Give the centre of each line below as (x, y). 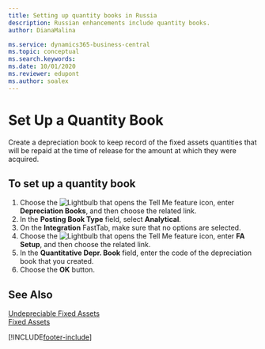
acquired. (24, 159)
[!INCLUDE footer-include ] (50, 337)
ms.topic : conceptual (44, 52)
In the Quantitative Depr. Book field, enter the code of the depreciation (136, 253)
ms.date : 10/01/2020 (42, 67)
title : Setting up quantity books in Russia (83, 15)
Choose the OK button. (57, 270)
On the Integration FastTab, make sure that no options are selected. (130, 228)
